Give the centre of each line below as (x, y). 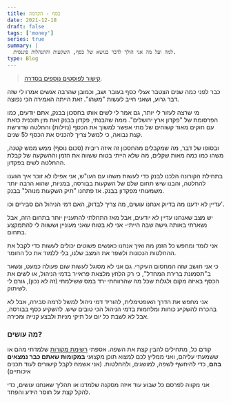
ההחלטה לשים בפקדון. (36, 162)
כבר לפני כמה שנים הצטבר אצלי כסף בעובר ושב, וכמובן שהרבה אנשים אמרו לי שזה (114, 91)
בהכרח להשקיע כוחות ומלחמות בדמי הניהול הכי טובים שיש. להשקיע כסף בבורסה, (112, 309)
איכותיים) (19, 371)
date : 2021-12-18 (32, 20)
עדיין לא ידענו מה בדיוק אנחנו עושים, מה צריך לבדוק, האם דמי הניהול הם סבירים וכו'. (116, 204)
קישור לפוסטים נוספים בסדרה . (63, 78)
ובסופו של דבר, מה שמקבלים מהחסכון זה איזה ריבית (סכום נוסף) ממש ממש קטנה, (113, 148)
